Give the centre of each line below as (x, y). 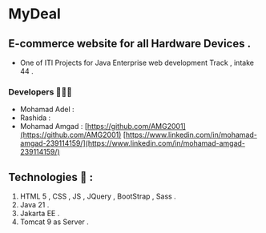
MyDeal (35, 14)
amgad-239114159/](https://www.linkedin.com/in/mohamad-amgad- (133, 143)
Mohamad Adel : (47, 110)
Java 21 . (34, 205)
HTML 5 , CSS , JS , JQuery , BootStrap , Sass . (98, 196)
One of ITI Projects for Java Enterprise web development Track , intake (137, 62)
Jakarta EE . (40, 214)
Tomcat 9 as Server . (54, 222)
